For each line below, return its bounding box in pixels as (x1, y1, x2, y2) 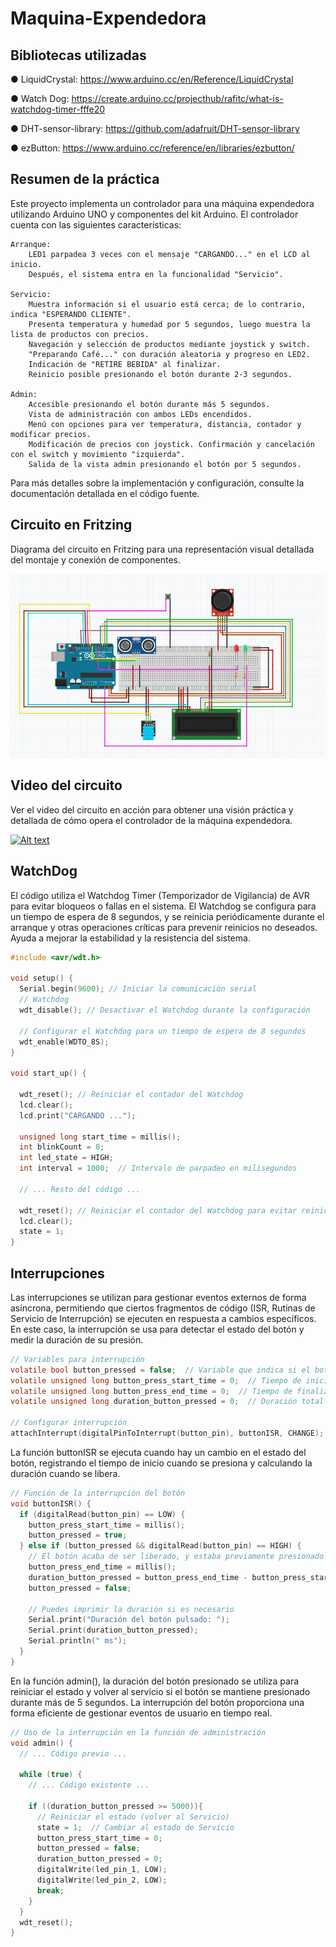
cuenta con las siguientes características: (10, 218, 182, 231)
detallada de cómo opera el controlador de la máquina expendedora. (10, 814, 293, 826)
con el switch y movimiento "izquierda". (10, 449, 186, 459)
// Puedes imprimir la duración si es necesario (28, 1604, 235, 1614)
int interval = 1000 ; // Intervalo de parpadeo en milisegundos (19, 1163, 298, 1174)
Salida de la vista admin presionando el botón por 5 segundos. (28, 459, 302, 469)
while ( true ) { (19, 1770, 83, 1780)
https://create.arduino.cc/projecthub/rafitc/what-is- (71, 93, 284, 104)
